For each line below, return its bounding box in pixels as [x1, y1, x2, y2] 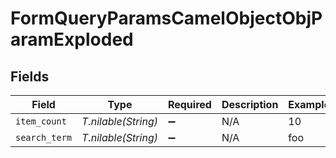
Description [221, 98, 279, 111]
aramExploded [10, 28, 134, 51]
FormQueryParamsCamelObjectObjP [10, 7, 323, 30]
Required [167, 98, 212, 111]
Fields [10, 68, 50, 85]
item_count [15, 116, 67, 127]
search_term [15, 132, 73, 143]
